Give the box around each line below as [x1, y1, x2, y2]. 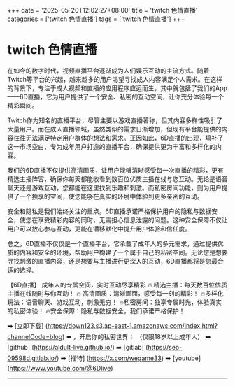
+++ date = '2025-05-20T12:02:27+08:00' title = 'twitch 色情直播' [7, 6, 198, 14]
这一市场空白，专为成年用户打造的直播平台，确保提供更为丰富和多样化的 [7, 142, 215, 150]
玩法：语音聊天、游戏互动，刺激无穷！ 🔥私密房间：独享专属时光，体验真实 [7, 298, 222, 306]
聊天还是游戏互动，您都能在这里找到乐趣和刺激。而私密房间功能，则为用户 [7, 183, 222, 192]
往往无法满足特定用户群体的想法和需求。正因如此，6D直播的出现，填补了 [13, 134, 224, 142]
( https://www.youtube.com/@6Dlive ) [7, 364, 113, 372]
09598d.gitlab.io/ [7, 354, 57, 362]
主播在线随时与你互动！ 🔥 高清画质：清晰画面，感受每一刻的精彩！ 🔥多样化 [7, 289, 224, 297]
